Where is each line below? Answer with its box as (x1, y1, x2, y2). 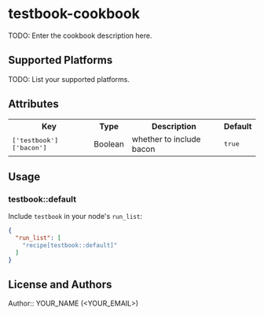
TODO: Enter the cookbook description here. (8, 31, 152, 40)
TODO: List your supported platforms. (8, 74, 130, 83)
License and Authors (8, 278, 112, 291)
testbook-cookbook (8, 5, 140, 23)
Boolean (93, 139, 124, 150)
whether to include (131, 133, 201, 144)
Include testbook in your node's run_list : (8, 212, 143, 221)
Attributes (8, 98, 59, 111)
